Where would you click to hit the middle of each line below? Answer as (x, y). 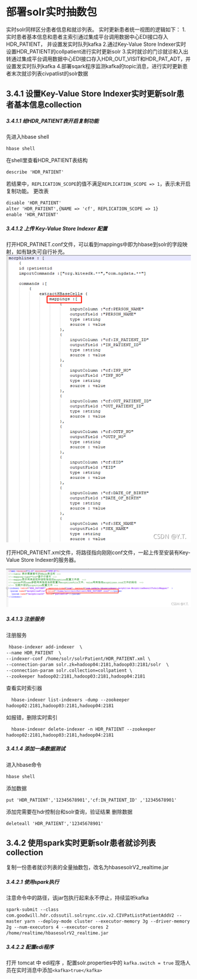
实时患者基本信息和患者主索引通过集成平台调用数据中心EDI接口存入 (87, 36)
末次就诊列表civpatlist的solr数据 (50, 73)
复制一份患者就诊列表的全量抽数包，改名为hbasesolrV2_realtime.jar (87, 867)
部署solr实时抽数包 (52, 12)
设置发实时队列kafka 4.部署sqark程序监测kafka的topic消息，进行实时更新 (94, 66)
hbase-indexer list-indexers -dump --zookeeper (71, 700)
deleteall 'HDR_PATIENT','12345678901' (55, 823)
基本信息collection (48, 105)
